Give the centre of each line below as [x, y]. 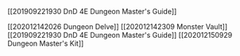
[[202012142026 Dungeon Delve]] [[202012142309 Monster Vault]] [118, 26]
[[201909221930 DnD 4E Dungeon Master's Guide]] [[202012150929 [120, 35]
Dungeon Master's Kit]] [46, 43]
